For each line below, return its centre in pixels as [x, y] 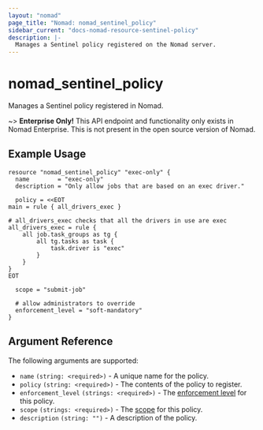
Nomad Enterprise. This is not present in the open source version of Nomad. [132, 129]
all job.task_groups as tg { [70, 234]
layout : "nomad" [35, 15]
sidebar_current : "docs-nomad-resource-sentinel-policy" [104, 30]
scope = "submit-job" [51, 290]
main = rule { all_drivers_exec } [65, 207]
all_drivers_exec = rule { [52, 227]
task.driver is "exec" [87, 248]
